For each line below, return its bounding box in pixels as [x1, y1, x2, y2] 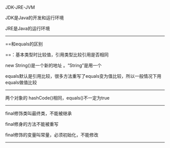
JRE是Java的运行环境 [5, 25, 50, 31]
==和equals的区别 [5, 41, 43, 47]
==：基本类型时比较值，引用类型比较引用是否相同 [5, 52, 109, 58]
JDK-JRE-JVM [5, 5, 35, 10]
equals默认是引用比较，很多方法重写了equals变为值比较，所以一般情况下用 [5, 73, 162, 79]
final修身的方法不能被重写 [5, 121, 59, 127]
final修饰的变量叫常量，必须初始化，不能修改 [5, 132, 99, 138]
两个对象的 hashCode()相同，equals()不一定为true [5, 95, 110, 101]
